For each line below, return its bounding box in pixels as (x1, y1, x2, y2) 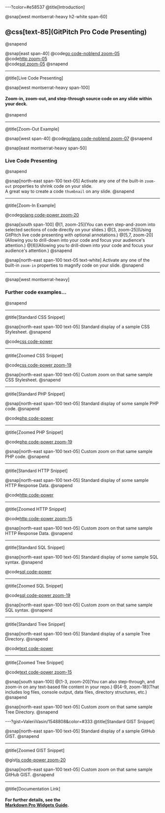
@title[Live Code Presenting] (5, 75, 63, 81)
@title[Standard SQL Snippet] (5, 544, 65, 550)
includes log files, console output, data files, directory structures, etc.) (5, 689, 147, 695)
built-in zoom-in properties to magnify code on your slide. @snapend (5, 262, 144, 268)
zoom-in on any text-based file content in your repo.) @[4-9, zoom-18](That (5, 684, 159, 690)
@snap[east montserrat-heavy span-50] (5, 145, 87, 151)
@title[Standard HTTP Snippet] (5, 468, 68, 474)
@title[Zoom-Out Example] (5, 126, 59, 132)
